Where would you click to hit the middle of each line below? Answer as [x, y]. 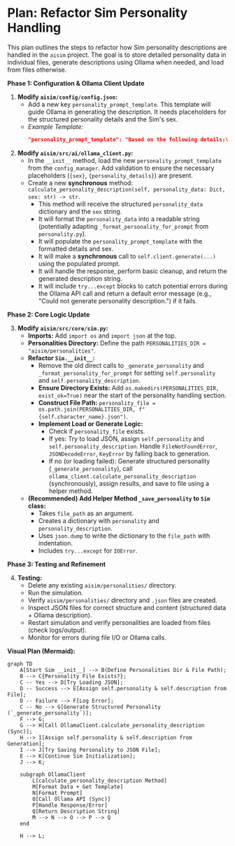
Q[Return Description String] [76, 811]
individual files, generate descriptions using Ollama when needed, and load [115, 62]
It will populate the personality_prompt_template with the [120, 241]
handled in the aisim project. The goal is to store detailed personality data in [117, 55]
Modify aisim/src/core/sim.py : [63, 328]
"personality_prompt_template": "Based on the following [113, 139]
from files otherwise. [37, 70]
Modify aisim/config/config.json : [67, 97]
